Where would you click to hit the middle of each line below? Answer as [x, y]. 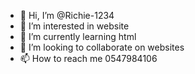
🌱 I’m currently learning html [78, 36]
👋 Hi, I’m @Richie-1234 [67, 15]
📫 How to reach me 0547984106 [88, 58]
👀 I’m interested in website [74, 26]
